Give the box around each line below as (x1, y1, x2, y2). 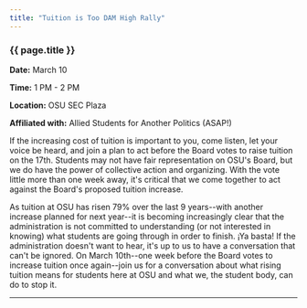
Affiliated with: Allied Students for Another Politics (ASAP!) (9, 117, 233, 128)
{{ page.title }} (9, 43, 76, 56)
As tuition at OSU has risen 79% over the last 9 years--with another (9, 201, 263, 212)
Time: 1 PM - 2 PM (9, 81, 80, 92)
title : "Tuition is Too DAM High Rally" (9, 13, 166, 23)
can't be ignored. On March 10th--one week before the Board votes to (9, 250, 273, 260)
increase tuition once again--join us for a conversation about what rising (9, 260, 281, 271)
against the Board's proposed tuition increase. (9, 184, 184, 195)
